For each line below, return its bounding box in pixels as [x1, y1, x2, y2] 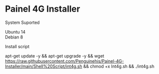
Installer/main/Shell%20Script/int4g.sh [5, 63, 82, 69]
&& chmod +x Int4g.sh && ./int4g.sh [83, 63, 155, 69]
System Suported [5, 19, 40, 25]
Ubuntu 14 [5, 29, 26, 35]
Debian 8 [5, 34, 23, 40]
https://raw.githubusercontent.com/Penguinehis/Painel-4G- [5, 58, 124, 64]
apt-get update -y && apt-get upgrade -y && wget [5, 53, 104, 59]
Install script [5, 43, 30, 49]
